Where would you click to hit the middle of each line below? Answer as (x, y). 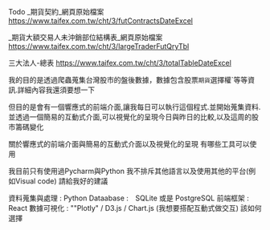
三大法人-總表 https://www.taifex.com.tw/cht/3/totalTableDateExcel (120, 63)
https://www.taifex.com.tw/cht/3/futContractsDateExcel (101, 21)
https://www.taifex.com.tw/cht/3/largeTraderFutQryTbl (99, 46)
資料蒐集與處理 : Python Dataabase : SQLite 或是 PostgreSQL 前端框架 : (129, 198)
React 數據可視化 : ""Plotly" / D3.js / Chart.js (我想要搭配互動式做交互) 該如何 (135, 208)
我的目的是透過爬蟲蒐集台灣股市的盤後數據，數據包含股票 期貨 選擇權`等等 (128, 80)
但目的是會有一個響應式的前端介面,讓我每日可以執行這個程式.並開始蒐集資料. (135, 107)
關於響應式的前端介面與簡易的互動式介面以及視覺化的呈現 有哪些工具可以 (129, 144)
